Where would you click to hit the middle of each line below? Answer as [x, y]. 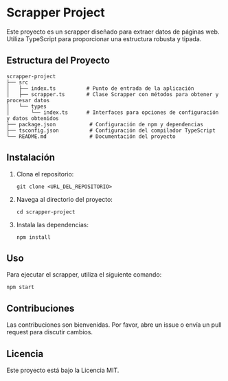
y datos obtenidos [33, 118]
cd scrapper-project [46, 212]
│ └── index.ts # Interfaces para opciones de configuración [113, 112]
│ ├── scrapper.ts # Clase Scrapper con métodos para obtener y [113, 94]
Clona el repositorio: [45, 174]
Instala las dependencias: [52, 224]
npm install [33, 237]
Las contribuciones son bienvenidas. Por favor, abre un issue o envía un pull [114, 325]
